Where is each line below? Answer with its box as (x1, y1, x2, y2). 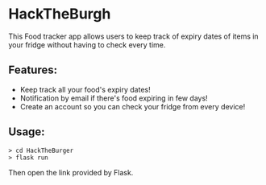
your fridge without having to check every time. (8, 39, 166, 49)
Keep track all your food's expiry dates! (19, 84, 151, 94)
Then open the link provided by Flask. (8, 167, 134, 177)
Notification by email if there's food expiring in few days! (19, 93, 208, 103)
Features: (8, 64, 58, 77)
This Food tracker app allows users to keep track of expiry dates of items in (8, 31, 260, 41)
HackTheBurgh (8, 5, 111, 23)
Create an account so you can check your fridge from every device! (19, 101, 246, 111)
